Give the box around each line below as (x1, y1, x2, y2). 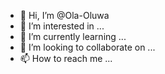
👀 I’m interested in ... (19, 20, 105, 32)
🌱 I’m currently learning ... (19, 31, 127, 42)
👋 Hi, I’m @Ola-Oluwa (19, 10, 110, 21)
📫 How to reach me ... (19, 53, 113, 64)
